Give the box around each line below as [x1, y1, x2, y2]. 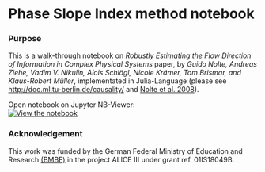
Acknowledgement [8, 128, 83, 140]
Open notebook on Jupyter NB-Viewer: [8, 100, 136, 109]
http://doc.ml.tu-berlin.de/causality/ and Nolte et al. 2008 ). [8, 85, 199, 94]
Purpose [8, 33, 42, 44]
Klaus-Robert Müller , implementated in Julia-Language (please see [8, 76, 227, 86]
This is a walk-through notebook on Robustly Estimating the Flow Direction [8, 51, 252, 60]
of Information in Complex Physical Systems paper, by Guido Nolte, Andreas [8, 59, 257, 69]
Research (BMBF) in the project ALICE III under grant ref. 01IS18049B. [8, 155, 235, 164]
